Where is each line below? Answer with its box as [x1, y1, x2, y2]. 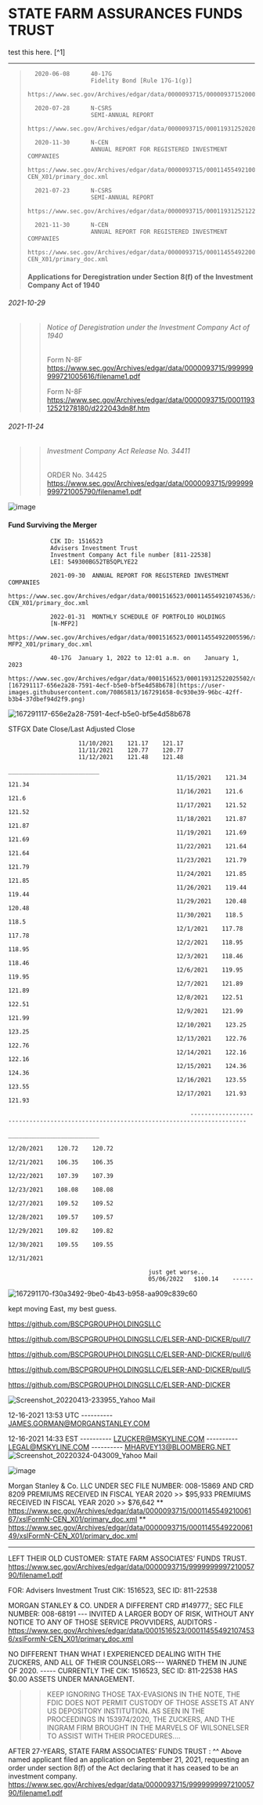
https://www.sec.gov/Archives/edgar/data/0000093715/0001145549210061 [8, 1506, 252, 1515]
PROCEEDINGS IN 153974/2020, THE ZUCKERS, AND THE [46, 1715, 236, 1724]
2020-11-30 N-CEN [34, 138, 109, 146]
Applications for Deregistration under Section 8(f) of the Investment [27, 272, 254, 281]
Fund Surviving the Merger [8, 520, 98, 530]
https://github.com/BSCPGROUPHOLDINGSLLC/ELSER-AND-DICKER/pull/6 [8, 1350, 252, 1359]
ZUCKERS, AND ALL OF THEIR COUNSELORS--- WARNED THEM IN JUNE [8, 1657, 247, 1668]
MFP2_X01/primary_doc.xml [8, 640, 92, 648]
